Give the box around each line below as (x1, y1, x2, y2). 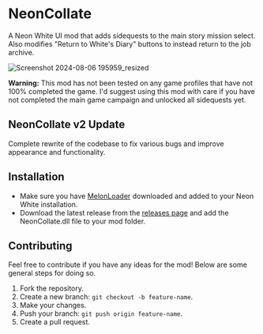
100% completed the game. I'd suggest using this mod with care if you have (8, 86, 255, 96)
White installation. (19, 199, 78, 209)
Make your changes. (19, 301, 87, 310)
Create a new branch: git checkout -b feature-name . (19, 292, 193, 302)
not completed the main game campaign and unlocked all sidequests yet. (8, 95, 246, 104)
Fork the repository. (19, 283, 85, 293)
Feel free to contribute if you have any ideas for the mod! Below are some (8, 260, 247, 269)
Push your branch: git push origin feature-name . (19, 309, 183, 318)
